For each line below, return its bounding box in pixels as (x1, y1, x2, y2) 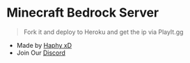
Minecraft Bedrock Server (6, 5, 159, 21)
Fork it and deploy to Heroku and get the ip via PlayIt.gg (23, 28, 184, 36)
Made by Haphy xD (16, 41, 72, 49)
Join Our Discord (16, 48, 65, 57)
